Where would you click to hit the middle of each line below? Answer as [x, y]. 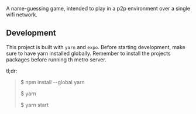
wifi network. [22, 15]
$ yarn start [35, 105]
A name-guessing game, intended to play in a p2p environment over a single [98, 8]
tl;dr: [12, 71]
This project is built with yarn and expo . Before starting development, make [96, 47]
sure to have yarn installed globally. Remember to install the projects [88, 53]
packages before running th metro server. [56, 59]
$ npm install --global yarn [52, 82]
